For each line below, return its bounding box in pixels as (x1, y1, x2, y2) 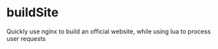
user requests (6, 34, 46, 42)
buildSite (6, 5, 59, 20)
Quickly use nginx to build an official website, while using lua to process (6, 27, 211, 35)
